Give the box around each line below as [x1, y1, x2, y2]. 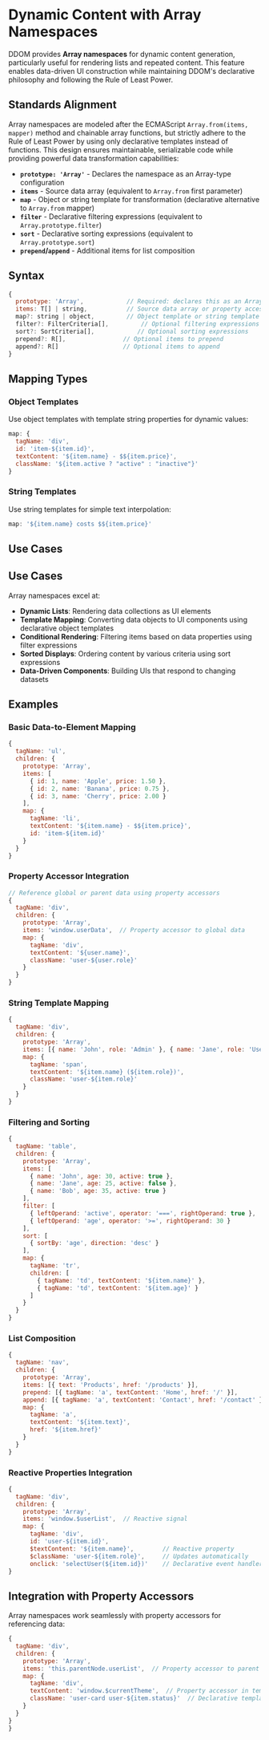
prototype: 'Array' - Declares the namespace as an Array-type [19, 168, 232, 178]
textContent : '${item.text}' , [29, 1418, 130, 1426]
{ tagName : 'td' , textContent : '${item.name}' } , [37, 1276, 206, 1284]
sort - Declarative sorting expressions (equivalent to [19, 229, 194, 238]
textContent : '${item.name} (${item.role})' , [29, 1068, 184, 1076]
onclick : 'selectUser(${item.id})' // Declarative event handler [29, 1560, 263, 1568]
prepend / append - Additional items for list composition [19, 245, 195, 255]
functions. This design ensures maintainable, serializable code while [8, 144, 234, 154]
